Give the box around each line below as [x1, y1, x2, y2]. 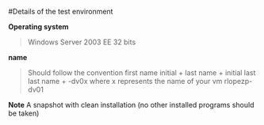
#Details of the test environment [8, 7, 113, 16]
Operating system [8, 22, 69, 31]
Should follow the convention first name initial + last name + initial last [27, 68, 256, 78]
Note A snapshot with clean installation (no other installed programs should [8, 100, 254, 109]
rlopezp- [224, 77, 253, 85]
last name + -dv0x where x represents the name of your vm [27, 77, 223, 85]
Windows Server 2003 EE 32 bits [27, 37, 136, 47]
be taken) [8, 108, 40, 118]
